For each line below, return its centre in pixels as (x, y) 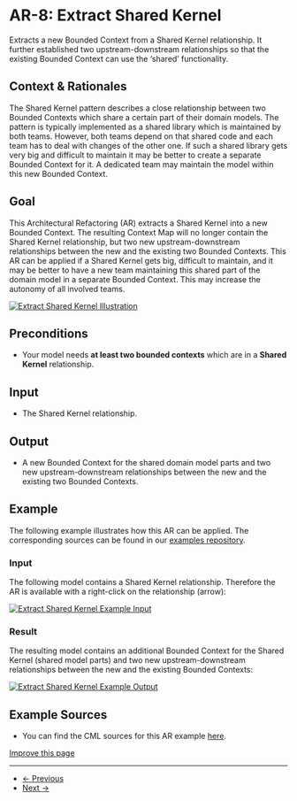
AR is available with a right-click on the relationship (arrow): (118, 592)
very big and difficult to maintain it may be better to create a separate (136, 155)
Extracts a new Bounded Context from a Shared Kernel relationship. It (136, 40)
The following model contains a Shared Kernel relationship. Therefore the (142, 582)
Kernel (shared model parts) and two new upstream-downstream (127, 660)
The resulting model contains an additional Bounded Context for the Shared (147, 651)
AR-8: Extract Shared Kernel (115, 15)
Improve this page (42, 753)
